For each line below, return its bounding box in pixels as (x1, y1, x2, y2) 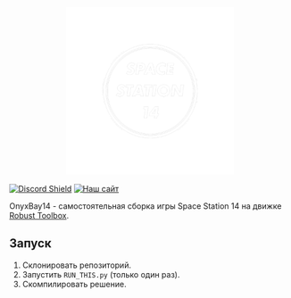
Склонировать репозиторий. (21, 260, 132, 270)
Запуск (9, 236, 52, 252)
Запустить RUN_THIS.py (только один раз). (21, 269, 180, 279)
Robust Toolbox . (9, 211, 70, 220)
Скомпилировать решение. (21, 278, 127, 289)
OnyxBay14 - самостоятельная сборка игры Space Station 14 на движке (9, 201, 282, 211)
